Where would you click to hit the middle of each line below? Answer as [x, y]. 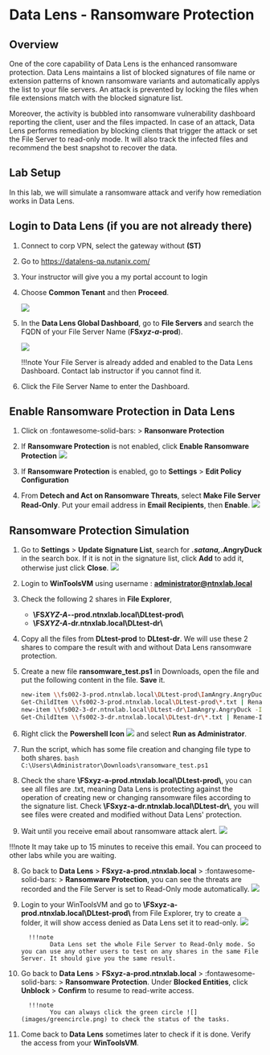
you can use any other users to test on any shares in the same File [140, 951]
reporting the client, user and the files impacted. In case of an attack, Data [132, 122]
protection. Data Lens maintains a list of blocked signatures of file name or [132, 72]
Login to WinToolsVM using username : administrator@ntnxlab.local [136, 584]
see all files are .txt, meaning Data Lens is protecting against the [127, 789]
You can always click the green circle [117, 1012]
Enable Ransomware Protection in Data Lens [122, 412]
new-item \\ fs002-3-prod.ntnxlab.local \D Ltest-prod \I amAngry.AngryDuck [143, 695]
